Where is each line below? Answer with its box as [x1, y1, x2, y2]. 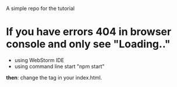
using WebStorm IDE [14, 56, 65, 63]
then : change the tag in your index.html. [6, 74, 102, 81]
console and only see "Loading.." [6, 38, 171, 51]
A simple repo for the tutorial [6, 5, 75, 12]
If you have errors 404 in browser [6, 26, 172, 38]
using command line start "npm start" [14, 63, 105, 70]
